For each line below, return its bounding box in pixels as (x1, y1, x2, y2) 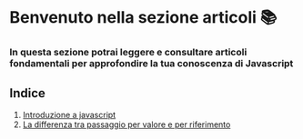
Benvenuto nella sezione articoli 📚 (9, 7, 278, 28)
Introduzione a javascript (22, 109, 116, 120)
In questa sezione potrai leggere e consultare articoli (9, 46, 247, 59)
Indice (9, 85, 45, 101)
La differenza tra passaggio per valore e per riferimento (22, 119, 231, 130)
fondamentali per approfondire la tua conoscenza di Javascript (9, 57, 294, 70)
